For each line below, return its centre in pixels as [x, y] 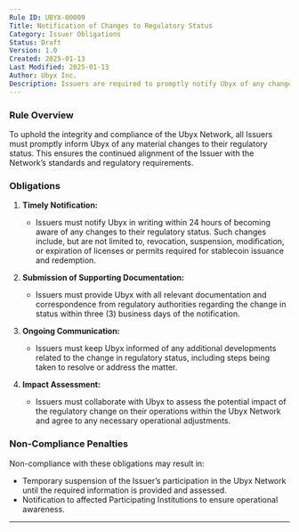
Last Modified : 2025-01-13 [59, 68]
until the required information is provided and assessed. [124, 490]
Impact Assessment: [61, 385]
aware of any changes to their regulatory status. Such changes [151, 232]
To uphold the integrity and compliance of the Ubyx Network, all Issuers [141, 134]
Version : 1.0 [33, 51]
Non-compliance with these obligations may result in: [107, 463]
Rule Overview [41, 115]
